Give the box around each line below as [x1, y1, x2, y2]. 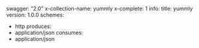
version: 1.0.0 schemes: [6, 11, 65, 18]
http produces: [14, 23, 52, 30]
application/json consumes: [14, 29, 83, 36]
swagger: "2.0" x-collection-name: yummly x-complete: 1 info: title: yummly [6, 5, 193, 12]
